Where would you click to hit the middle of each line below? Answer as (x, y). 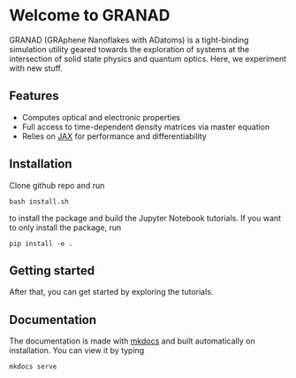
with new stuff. (36, 68)
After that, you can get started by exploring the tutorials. (111, 292)
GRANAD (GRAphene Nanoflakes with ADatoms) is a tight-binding (129, 40)
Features (34, 96)
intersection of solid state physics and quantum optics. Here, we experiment (148, 58)
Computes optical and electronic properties (101, 117)
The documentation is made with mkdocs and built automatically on (132, 341)
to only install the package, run (65, 228)
